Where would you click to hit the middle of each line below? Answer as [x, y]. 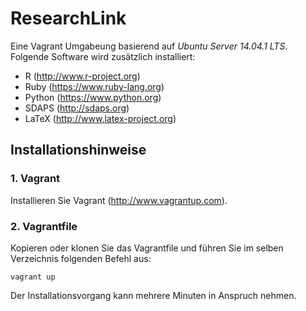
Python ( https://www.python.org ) [93, 97]
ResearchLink [68, 18]
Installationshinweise [78, 150]
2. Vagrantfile [44, 226]
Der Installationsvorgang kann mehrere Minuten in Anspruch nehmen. [153, 295]
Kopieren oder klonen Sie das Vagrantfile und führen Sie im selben [147, 248]
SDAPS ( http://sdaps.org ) [77, 108]
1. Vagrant [35, 179]
